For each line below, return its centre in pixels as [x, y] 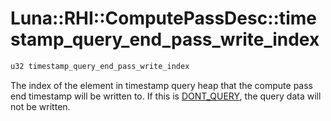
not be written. [40, 106]
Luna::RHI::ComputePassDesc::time [163, 18]
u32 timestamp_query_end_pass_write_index [100, 66]
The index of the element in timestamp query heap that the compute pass [161, 85]
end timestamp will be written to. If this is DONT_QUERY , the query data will [166, 96]
